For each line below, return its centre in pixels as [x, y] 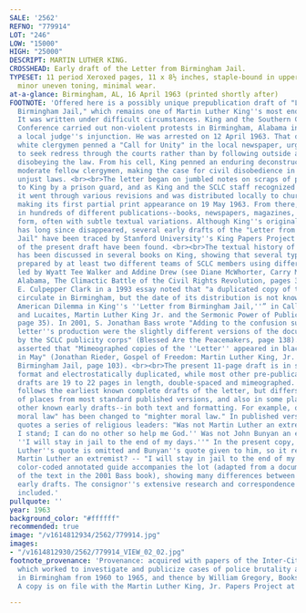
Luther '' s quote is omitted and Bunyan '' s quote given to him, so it [152, 451]
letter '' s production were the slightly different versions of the [148, 332]
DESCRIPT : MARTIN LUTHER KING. [69, 60]
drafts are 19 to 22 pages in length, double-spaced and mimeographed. [157, 383]
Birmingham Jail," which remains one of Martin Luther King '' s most [150, 111]
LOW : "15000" [34, 43]
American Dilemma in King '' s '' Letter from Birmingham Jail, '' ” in [148, 306]
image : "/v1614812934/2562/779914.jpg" [85, 535]
